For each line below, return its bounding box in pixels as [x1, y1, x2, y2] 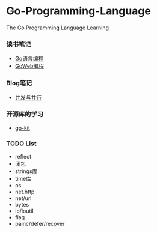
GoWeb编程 [14, 62, 44, 70]
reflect [14, 153, 32, 160]
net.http [14, 188, 35, 196]
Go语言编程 [14, 55, 44, 62]
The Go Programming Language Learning [6, 24, 109, 31]
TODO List [6, 139, 37, 148]
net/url [14, 195, 32, 202]
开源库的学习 [6, 110, 44, 118]
